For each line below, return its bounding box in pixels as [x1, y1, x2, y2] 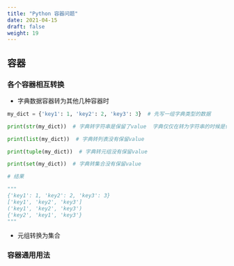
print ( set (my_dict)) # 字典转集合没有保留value [7, 160, 141, 167]
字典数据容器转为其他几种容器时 [17, 97, 109, 105]
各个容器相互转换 [7, 79, 65, 89]
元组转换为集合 [17, 231, 61, 240]
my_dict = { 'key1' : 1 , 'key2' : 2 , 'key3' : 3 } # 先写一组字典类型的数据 [7, 110, 211, 117]
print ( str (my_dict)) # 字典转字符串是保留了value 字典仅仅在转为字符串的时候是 [7, 123, 226, 130]
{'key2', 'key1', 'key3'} [7, 211, 82, 219]
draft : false [7, 23, 45, 30]
